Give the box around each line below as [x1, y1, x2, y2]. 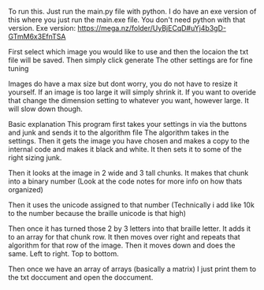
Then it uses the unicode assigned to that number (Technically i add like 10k [8, 200, 255, 210]
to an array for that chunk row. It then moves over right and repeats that [8, 232, 240, 241]
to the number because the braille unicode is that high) [8, 209, 187, 217]
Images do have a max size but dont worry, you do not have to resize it [8, 79, 238, 88]
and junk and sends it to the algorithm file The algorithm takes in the [8, 128, 229, 137]
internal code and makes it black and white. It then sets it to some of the [8, 145, 243, 154]
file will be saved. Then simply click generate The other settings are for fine [8, 55, 254, 65]
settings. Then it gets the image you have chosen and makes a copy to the [8, 136, 250, 145]
